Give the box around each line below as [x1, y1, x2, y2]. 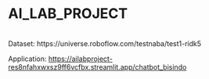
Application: [8, 54, 47, 63]
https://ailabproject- [48, 54, 114, 63]
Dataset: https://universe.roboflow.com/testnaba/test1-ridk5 [8, 38, 202, 48]
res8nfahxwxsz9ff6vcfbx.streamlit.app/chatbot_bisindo [8, 62, 187, 71]
